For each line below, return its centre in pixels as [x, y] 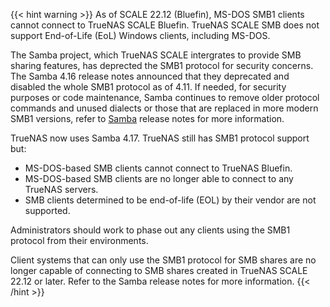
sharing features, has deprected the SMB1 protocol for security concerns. [162, 65]
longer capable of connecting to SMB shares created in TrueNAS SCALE [159, 270]
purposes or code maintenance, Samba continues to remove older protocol [165, 97]
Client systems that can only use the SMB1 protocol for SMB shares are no [163, 260]
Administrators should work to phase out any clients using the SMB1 [150, 230]
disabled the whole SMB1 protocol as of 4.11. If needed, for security [148, 87]
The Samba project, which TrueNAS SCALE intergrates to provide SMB [156, 55]
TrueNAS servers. [61, 189]
